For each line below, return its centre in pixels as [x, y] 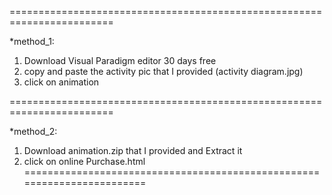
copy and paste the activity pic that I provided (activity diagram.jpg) [163, 71]
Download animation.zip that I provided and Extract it [133, 150]
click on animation [61, 82]
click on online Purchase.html [84, 161]
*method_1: [32, 41]
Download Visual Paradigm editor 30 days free [120, 60]
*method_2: [33, 131]
